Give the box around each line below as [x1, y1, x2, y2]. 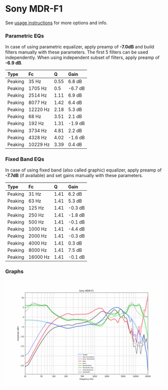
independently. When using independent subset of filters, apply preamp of [5, 54, 160, 61]
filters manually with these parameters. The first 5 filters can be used [5, 49, 148, 55]
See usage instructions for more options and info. [5, 20, 108, 26]
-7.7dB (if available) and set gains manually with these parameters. [5, 173, 143, 179]
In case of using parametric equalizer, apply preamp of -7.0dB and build [5, 44, 154, 50]
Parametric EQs [5, 32, 44, 39]
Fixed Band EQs [5, 155, 44, 162]
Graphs [5, 268, 24, 275]
